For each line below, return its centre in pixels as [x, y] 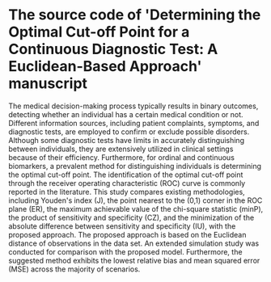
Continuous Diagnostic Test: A [113, 49]
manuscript [48, 84]
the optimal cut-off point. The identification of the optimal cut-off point [126, 175]
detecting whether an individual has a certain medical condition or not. [126, 114]
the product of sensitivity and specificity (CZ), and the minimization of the [131, 217]
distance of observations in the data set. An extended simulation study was [134, 243]
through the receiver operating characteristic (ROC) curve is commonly [127, 183]
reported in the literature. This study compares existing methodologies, [127, 192]
